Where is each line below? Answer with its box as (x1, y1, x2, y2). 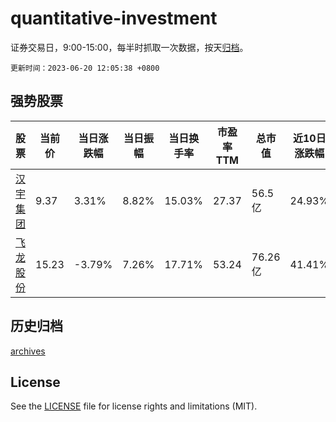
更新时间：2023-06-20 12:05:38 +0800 (10, 63, 160, 73)
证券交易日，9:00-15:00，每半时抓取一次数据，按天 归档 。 (10, 41, 249, 53)
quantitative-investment (10, 7, 218, 30)
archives (10, 345, 46, 357)
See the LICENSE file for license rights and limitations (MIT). (10, 400, 258, 412)
